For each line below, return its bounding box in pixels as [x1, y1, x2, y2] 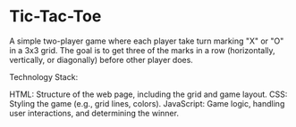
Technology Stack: [9, 71, 79, 82]
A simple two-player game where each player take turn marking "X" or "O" [9, 36, 284, 46]
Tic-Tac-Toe [9, 6, 102, 27]
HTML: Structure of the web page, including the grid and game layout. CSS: [9, 89, 288, 99]
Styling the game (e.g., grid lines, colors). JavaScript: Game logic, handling [9, 98, 285, 108]
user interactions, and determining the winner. [9, 107, 179, 118]
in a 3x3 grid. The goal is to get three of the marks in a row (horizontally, [9, 44, 275, 55]
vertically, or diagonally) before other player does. [9, 54, 194, 65]
